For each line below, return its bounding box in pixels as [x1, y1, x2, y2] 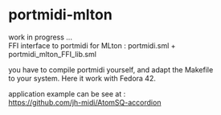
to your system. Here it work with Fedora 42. [8, 73, 157, 83]
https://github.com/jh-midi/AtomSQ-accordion [8, 97, 162, 107]
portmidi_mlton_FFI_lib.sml [8, 49, 96, 59]
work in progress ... [8, 32, 72, 42]
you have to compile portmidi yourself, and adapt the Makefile [8, 64, 214, 74]
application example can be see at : [8, 88, 126, 98]
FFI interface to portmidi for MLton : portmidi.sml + [8, 40, 176, 50]
